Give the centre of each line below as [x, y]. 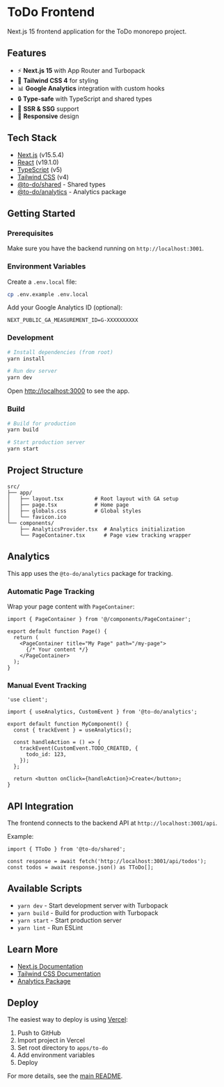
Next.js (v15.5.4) [40, 154]
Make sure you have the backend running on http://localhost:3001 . [105, 248]
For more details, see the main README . [65, 1076]
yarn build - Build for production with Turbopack [88, 912]
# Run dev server [32, 371]
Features [27, 53]
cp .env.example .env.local [48, 294]
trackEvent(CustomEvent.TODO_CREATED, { [79, 748]
